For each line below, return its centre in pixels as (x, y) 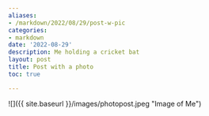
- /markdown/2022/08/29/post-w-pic (67, 23)
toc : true (25, 74)
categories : (28, 30)
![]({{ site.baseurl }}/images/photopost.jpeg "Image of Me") (105, 103)
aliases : (23, 15)
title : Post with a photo (51, 67)
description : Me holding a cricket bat (74, 52)
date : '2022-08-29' (40, 45)
